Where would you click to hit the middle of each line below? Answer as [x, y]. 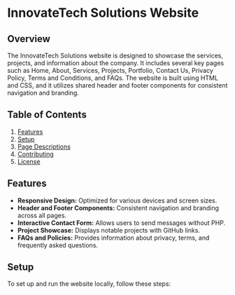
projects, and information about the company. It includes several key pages [116, 63]
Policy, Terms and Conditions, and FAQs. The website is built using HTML [113, 78]
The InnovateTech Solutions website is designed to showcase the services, [115, 55]
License [29, 161]
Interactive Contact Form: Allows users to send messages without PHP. [121, 223]
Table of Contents [47, 115]
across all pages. [42, 215]
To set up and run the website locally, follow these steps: [89, 284]
